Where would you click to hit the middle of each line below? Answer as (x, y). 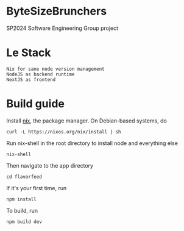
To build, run (22, 210)
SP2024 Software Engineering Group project (62, 28)
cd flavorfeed (24, 177)
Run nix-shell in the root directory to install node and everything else (92, 143)
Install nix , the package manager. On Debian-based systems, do (87, 121)
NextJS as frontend (31, 80)
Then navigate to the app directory (50, 165)
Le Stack (29, 53)
